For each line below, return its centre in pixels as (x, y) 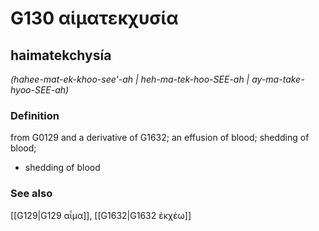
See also (31, 194)
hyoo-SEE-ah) (40, 90)
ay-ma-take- (278, 79)
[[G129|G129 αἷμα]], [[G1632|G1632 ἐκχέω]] (101, 215)
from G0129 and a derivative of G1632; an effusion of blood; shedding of (160, 138)
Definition (35, 115)
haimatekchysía (61, 55)
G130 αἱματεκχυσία (94, 18)
